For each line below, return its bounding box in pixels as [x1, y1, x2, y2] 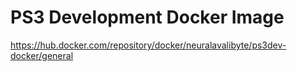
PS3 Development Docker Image [10, 6, 285, 29]
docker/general [10, 49, 74, 61]
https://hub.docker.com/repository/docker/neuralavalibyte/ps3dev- [10, 39, 287, 51]
